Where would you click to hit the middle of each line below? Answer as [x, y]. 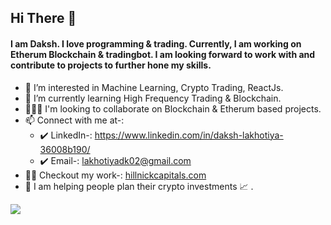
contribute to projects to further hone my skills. [111, 65]
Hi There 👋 [43, 18]
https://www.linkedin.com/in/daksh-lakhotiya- [189, 135]
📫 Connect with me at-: [74, 120]
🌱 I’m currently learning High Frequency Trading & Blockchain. [153, 98]
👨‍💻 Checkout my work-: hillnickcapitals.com [115, 175]
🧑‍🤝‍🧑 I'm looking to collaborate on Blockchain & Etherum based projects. [173, 108]
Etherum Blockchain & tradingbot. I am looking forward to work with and [163, 54]
